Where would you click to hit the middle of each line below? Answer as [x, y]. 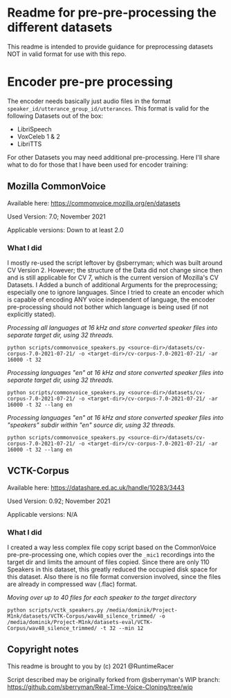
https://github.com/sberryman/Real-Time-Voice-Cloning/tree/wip [100, 687]
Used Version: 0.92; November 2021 [59, 501]
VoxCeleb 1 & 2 [39, 136]
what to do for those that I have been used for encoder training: [98, 165]
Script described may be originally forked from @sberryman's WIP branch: [114, 679]
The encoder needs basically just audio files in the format [89, 101]
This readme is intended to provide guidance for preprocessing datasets [110, 46]
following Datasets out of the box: [55, 116]
